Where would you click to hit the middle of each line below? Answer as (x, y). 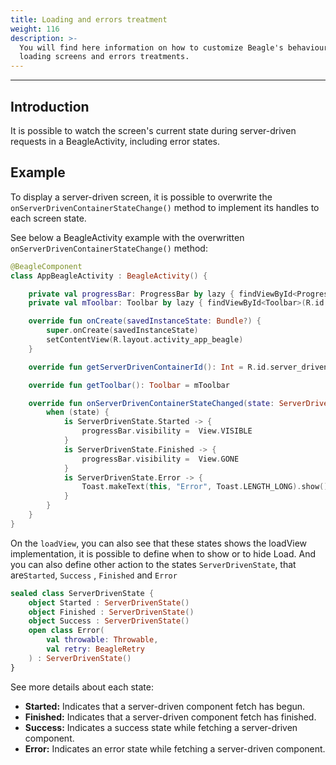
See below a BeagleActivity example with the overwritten (127, 237)
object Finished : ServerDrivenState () (111, 612)
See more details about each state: (82, 687)
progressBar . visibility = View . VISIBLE (167, 431)
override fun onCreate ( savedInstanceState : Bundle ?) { (145, 321)
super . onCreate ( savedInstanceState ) (122, 331)
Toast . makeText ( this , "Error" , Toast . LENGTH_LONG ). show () (205, 487)
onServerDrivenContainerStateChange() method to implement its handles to (165, 207)
